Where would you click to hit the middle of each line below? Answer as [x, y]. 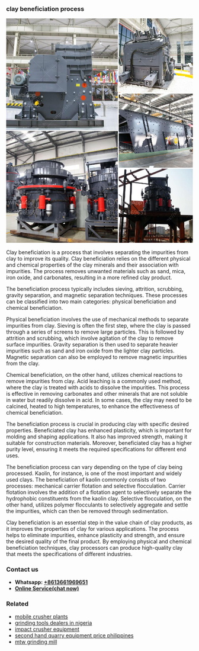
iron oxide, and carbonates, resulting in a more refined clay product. [89, 277]
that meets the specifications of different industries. [69, 554]
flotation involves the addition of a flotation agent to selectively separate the [99, 492]
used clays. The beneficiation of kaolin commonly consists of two [86, 479]
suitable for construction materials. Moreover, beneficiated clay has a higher [99, 442]
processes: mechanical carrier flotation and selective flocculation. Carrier [96, 486]
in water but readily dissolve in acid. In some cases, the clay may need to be [99, 400]
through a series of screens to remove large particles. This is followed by [95, 332]
